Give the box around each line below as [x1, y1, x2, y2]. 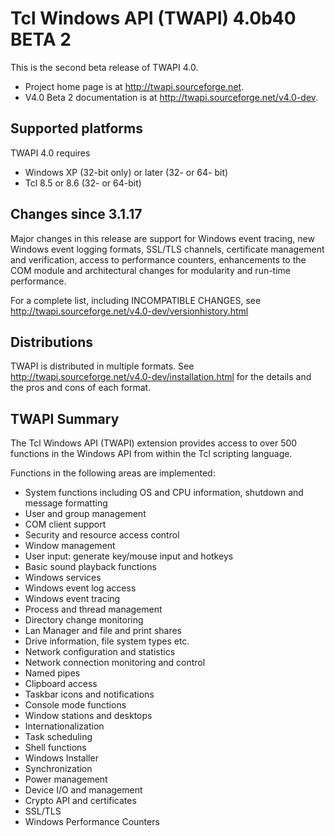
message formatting [24, 497, 108, 509]
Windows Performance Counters [24, 816, 160, 828]
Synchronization [24, 763, 93, 775]
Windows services [24, 572, 102, 584]
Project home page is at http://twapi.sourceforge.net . [24, 80, 245, 92]
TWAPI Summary [10, 410, 120, 427]
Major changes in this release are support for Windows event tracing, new [10, 232, 315, 244]
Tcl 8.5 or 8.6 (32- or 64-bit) [24, 177, 142, 189]
